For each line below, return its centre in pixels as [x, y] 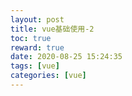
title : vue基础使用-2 [52, 29]
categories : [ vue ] [48, 76]
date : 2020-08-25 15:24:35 [66, 57]
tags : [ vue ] [35, 66]
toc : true [31, 38]
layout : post [37, 19]
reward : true [37, 47]
